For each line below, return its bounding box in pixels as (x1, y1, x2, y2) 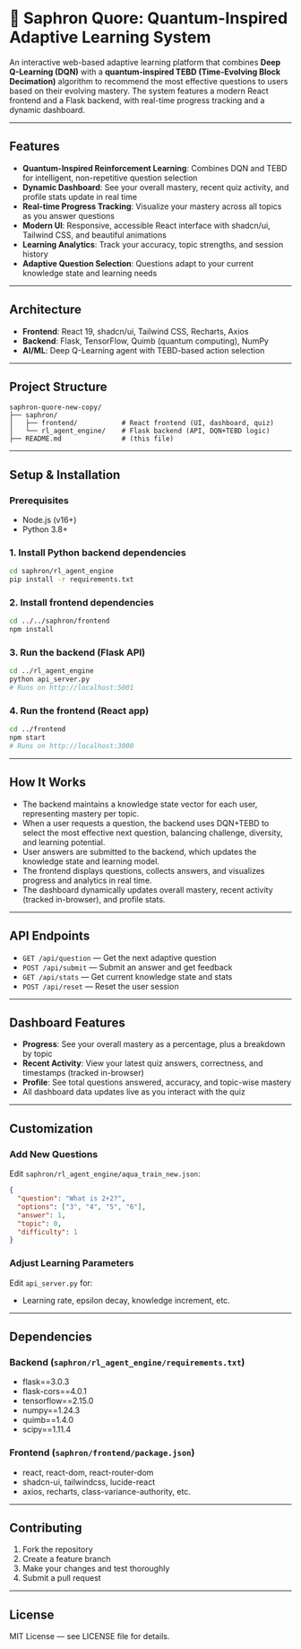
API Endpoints (9, 929, 90, 944)
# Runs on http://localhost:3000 (9, 742, 134, 751)
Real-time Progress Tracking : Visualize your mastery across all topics (21, 201, 282, 212)
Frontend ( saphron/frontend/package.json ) (9, 1446, 195, 1459)
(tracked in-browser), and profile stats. (21, 894, 166, 904)
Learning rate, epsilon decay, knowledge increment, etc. (21, 1295, 230, 1305)
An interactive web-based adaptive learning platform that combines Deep (9, 57, 281, 67)
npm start (9, 733, 47, 743)
